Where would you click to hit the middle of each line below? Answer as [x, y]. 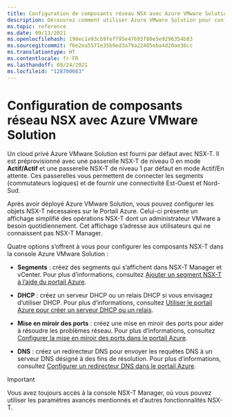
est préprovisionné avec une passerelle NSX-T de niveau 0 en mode [104, 161]
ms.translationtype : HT [41, 52]
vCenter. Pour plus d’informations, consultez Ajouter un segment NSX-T [119, 275]
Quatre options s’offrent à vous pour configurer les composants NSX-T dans [115, 246]
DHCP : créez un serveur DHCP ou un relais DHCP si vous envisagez [115, 295]
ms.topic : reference [37, 26]
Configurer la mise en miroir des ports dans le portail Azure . [102, 338]
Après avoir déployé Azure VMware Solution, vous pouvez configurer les [110, 204]
